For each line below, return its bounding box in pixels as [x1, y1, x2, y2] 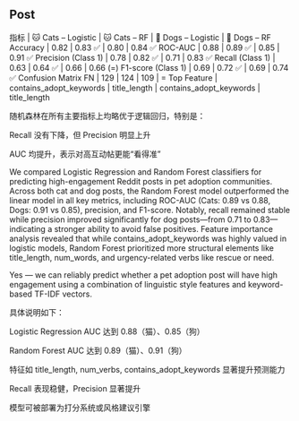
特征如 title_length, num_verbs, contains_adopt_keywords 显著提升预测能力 [9, 364, 286, 374]
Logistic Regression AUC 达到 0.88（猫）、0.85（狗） [9, 326, 205, 337]
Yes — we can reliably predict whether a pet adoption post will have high [9, 269, 278, 280]
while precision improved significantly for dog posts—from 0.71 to [9, 214, 252, 225]
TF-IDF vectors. [34, 288, 92, 299]
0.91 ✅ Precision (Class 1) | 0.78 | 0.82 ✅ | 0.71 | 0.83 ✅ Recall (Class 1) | [9, 52, 276, 63]
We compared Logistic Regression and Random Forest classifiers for [9, 166, 262, 177]
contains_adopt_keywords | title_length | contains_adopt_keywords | [9, 82, 261, 93]
